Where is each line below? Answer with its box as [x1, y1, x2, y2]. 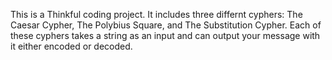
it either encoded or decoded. [10, 40, 133, 52]
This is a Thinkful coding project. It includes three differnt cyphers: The [10, 9, 303, 20]
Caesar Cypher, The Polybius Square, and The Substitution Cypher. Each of [10, 19, 322, 31]
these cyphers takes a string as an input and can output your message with [10, 30, 321, 41]
